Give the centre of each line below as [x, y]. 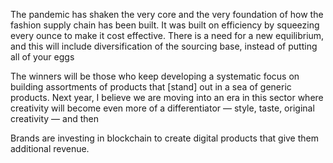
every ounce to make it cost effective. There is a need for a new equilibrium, [167, 35]
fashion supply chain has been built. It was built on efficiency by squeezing [165, 25]
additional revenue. [50, 148]
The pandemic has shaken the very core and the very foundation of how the [167, 14]
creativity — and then [54, 118]
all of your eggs [42, 57]
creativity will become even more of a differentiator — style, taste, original [162, 108]
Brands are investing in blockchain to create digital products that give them [165, 138]
